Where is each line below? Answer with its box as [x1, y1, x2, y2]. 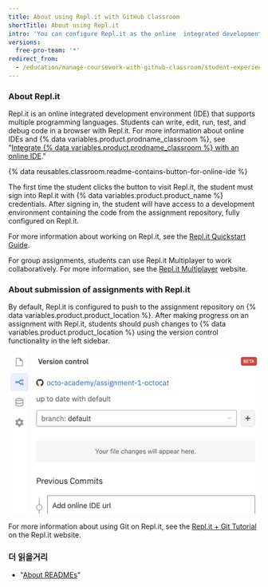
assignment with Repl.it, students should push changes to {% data [8, 319, 227, 329]
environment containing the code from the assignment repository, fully [8, 208, 241, 217]
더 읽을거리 [8, 551, 49, 562]
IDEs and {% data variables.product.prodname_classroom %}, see [8, 134, 226, 144]
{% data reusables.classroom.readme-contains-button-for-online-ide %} [8, 167, 248, 176]
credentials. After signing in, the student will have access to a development [8, 200, 255, 209]
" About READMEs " [19, 570, 81, 580]
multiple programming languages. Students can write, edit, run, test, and [8, 117, 246, 127]
